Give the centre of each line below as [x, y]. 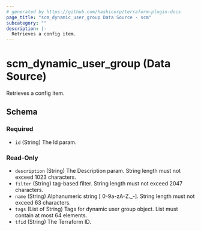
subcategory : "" [26, 23]
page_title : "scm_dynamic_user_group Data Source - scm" [79, 17]
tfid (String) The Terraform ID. [53, 222]
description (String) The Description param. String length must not [98, 171]
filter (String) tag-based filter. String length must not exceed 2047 [99, 184]
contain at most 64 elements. [51, 215]
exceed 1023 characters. [46, 177]
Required [20, 129]
